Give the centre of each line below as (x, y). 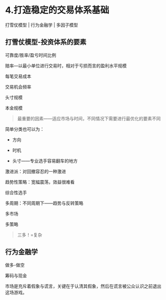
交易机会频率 (18, 87)
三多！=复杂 (30, 235)
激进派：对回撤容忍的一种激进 (35, 171)
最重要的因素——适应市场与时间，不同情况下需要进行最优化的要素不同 (89, 118)
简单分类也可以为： (25, 129)
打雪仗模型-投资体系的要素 (46, 42)
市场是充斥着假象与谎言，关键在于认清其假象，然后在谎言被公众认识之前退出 (83, 286)
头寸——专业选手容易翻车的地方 (45, 161)
